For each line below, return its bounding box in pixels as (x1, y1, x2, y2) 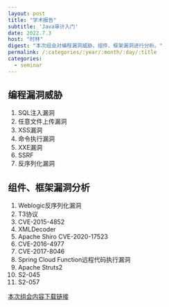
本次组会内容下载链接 (8, 292, 69, 301)
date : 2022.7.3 (8, 29, 52, 37)
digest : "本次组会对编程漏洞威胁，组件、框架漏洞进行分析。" (8, 42, 163, 49)
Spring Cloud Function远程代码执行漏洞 (17, 256, 131, 264)
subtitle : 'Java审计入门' (8, 23, 79, 30)
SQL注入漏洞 (17, 109, 55, 117)
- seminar (14, 62, 42, 69)
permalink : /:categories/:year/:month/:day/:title (8, 49, 157, 56)
